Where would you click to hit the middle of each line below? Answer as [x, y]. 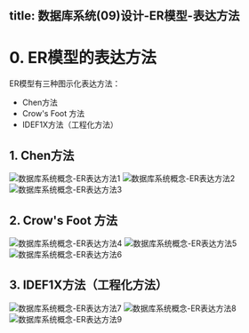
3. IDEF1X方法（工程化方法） [88, 285]
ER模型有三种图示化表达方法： [65, 83]
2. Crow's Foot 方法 [64, 220]
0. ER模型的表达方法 [83, 57]
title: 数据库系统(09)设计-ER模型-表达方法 [124, 16]
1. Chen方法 [42, 155]
